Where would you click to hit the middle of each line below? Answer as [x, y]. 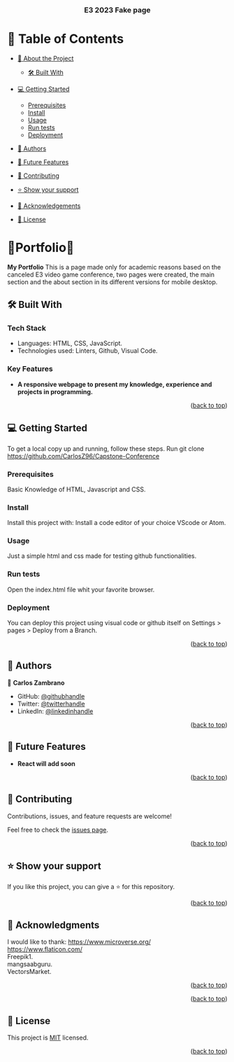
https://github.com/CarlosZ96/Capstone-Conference [83, 456]
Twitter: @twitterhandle [51, 704]
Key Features [30, 369]
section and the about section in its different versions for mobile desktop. [112, 281]
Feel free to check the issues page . [58, 830]
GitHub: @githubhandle [51, 696]
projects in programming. [55, 391]
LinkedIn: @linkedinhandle [55, 711]
